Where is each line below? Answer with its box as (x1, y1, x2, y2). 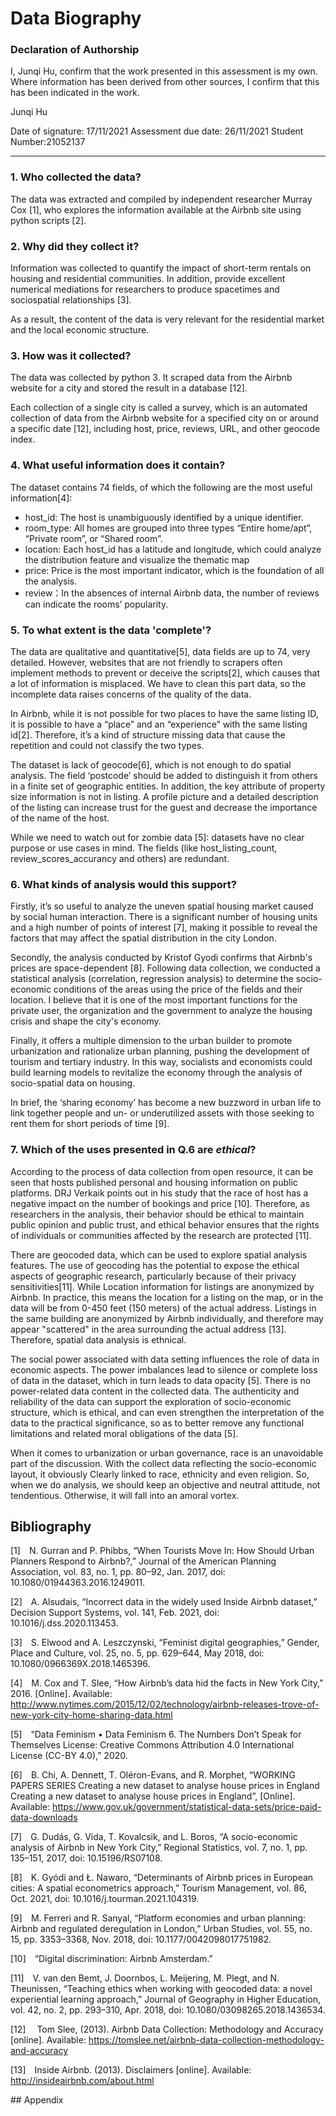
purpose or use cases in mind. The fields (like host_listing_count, (10, 842, 278, 854)
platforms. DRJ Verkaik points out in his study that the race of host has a (10, 1187, 309, 1199)
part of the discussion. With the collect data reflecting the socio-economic (10, 1457, 317, 1469)
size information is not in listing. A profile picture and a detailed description (10, 790, 319, 802)
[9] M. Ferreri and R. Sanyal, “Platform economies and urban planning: (10, 1912, 307, 1924)
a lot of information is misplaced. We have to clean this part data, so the (10, 677, 307, 689)
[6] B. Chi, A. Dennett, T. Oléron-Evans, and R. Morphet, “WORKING (10, 1769, 296, 1781)
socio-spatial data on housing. (10, 1077, 136, 1089)
